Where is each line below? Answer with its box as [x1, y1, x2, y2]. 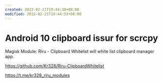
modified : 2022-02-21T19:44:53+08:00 [5, 12, 82, 17]
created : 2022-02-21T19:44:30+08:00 [5, 7, 79, 12]
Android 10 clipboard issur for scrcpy [5, 33, 158, 44]
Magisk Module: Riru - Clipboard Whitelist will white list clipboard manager [5, 49, 155, 54]
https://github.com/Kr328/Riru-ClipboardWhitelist [5, 63, 105, 69]
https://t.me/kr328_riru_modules [5, 72, 70, 78]
